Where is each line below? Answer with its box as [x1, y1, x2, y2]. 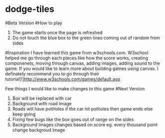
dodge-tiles [5, 3, 55, 15]
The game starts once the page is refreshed [12, 29, 103, 35]
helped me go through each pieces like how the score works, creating [5, 55, 148, 61]
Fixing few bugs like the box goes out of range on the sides [12, 116, 134, 122]
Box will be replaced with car [12, 95, 72, 101]
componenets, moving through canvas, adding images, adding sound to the [5, 60, 160, 66]
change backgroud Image [12, 127, 66, 133]
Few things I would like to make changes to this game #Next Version [5, 85, 145, 91]
